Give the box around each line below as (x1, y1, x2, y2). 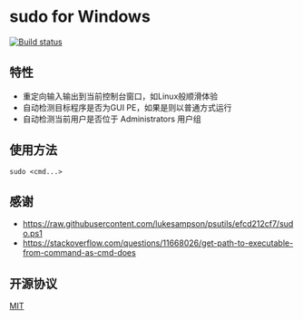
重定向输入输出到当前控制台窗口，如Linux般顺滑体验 (22, 91, 219, 102)
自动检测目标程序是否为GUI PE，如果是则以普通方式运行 (22, 102, 232, 112)
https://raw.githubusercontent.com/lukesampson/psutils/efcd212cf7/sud (22, 218, 294, 229)
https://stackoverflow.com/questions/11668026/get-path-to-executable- (22, 238, 294, 248)
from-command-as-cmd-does (22, 247, 136, 258)
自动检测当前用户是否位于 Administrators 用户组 (22, 113, 201, 124)
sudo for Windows (9, 6, 151, 27)
